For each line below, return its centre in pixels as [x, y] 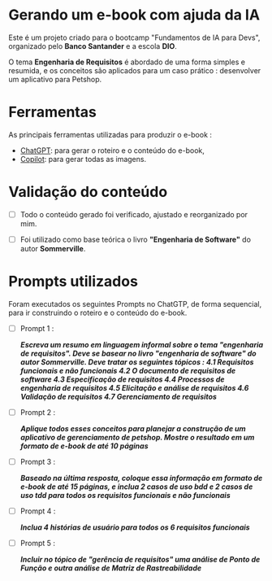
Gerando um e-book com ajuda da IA [134, 15]
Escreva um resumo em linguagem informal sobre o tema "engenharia [142, 344]
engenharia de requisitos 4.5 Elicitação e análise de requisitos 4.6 [134, 387]
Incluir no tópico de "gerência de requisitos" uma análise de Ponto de [140, 560]
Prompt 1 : [37, 328]
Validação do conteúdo [88, 192]
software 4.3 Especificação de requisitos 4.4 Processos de [122, 379]
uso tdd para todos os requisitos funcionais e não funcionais [125, 496]
